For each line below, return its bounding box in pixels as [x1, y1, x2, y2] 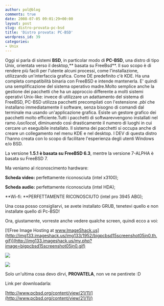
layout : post [5, 21, 32, 26]
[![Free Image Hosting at [5, 227, 54, 233]
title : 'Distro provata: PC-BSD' [5, 30, 73, 35]
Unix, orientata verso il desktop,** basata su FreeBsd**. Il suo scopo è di [5, 62, 152, 68]
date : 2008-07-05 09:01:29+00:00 [5, 16, 73, 21]
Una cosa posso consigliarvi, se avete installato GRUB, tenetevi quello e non [5, 203, 159, 209]
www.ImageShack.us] [55, 227, 99, 233]
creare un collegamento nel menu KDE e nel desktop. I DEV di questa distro [5, 130, 157, 136]
